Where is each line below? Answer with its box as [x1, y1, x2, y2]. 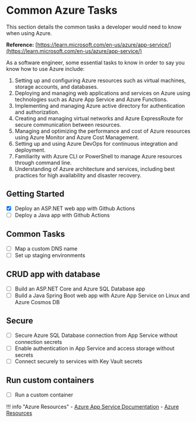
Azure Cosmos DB [14, 298, 60, 305]
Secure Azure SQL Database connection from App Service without [14, 332, 178, 339]
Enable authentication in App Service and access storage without [14, 345, 175, 352]
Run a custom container [14, 391, 74, 398]
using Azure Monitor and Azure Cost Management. [14, 133, 140, 140]
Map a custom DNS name [14, 245, 78, 252]
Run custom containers [6, 376, 94, 386]
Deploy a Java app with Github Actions [14, 211, 110, 218]
